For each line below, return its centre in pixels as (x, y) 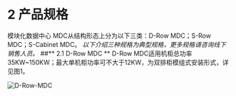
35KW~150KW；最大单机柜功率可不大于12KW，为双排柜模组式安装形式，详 (118, 62)
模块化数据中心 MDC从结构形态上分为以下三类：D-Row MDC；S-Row (109, 36)
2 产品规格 (38, 15)
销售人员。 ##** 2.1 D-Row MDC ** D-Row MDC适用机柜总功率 (100, 53)
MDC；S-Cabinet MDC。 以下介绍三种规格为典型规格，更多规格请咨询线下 (117, 44)
